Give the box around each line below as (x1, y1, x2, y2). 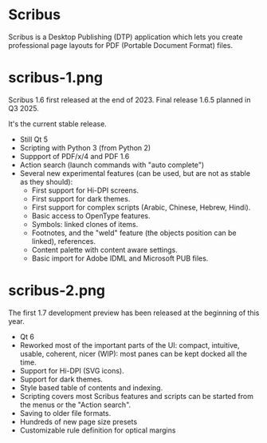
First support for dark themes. (31, 194, 131, 203)
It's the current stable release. (8, 118, 108, 129)
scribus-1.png (8, 69, 104, 87)
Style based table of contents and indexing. (19, 382, 163, 393)
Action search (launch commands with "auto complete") (19, 160, 205, 170)
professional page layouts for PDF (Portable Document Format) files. (8, 40, 234, 50)
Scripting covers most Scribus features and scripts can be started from (19, 391, 253, 401)
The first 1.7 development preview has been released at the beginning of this (8, 308, 260, 317)
